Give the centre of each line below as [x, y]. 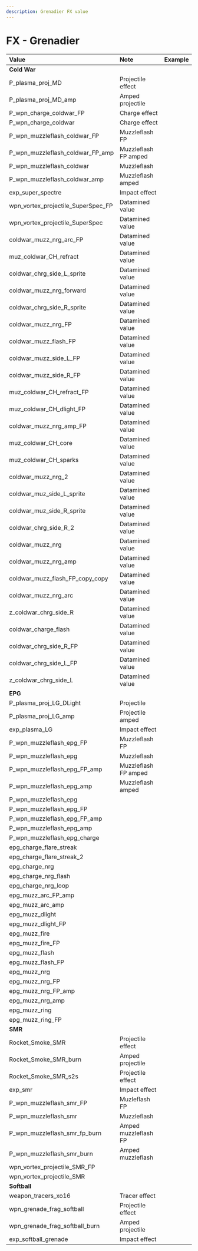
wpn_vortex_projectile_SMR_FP [52, 1167]
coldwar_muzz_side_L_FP [45, 358]
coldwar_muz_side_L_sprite [47, 494]
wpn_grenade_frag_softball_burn [55, 1226]
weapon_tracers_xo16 [40, 1196]
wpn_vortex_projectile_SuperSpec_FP [61, 206]
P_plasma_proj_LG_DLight [45, 703]
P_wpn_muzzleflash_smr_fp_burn [55, 1133]
